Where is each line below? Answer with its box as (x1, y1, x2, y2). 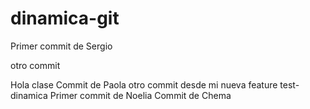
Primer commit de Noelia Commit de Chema (49, 89, 232, 101)
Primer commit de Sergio (10, 40, 113, 52)
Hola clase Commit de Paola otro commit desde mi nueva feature (10, 78, 278, 91)
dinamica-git (10, 7, 120, 30)
